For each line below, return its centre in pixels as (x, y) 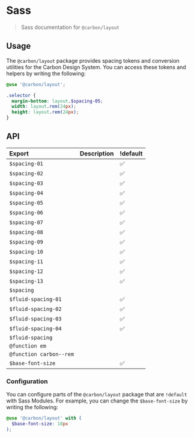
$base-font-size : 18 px (40, 424)
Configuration (27, 381)
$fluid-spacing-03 (35, 319)
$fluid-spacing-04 (35, 328)
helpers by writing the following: (46, 74)
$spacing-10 (26, 252)
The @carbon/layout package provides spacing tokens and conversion (93, 60)
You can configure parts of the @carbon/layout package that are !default (97, 395)
